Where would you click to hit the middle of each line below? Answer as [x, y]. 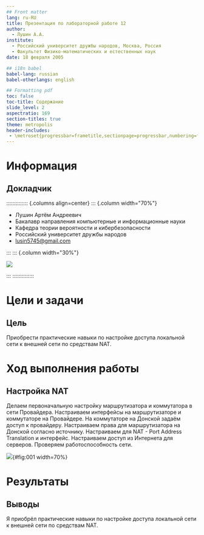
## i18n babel [24, 68]
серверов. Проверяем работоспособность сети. [69, 445]
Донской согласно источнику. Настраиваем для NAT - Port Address [94, 432]
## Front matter [27, 12]
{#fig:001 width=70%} [40, 457]
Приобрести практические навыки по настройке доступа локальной [96, 338]
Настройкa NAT [37, 391]
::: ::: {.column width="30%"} [42, 253]
